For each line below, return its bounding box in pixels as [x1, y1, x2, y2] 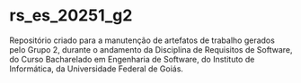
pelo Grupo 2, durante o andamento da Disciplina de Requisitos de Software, [9, 44, 294, 54]
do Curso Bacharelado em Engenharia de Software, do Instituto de [9, 54, 255, 64]
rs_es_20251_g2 [9, 5, 133, 26]
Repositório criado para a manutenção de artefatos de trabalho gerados [9, 35, 276, 46]
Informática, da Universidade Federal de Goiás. [9, 63, 184, 74]
